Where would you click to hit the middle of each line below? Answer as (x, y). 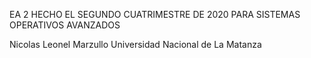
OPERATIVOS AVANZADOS (65, 25)
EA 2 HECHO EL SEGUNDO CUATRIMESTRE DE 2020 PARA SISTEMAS (155, 14)
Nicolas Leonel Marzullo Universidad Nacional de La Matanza (135, 44)
